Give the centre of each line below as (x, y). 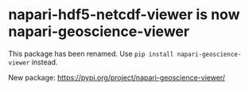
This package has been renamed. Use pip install (91, 53)
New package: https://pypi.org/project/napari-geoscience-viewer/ (117, 77)
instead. (45, 62)
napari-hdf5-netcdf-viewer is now (124, 15)
